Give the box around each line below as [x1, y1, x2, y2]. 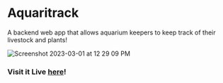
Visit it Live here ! [7, 67, 67, 77]
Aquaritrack [7, 5, 79, 21]
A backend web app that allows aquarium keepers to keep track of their [7, 28, 216, 37]
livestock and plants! [7, 35, 67, 44]
